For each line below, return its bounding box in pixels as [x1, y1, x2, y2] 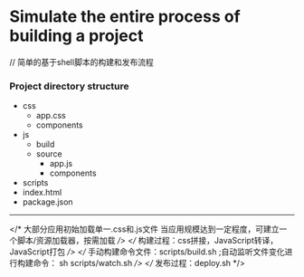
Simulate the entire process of [9, 6, 242, 27]
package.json [22, 196, 74, 207]
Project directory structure [9, 80, 129, 92]
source [35, 148, 62, 159]
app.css [35, 110, 66, 121]
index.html [22, 187, 62, 198]
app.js [49, 158, 73, 169]
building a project [9, 25, 144, 46]
